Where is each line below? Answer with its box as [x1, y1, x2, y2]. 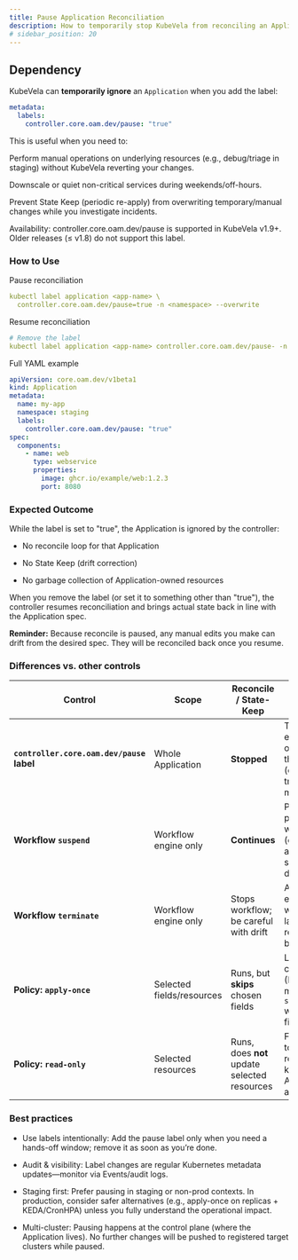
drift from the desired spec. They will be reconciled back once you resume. [9, 638, 284, 649]
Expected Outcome [9, 503, 94, 516]
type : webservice [32, 458, 98, 467]
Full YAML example [9, 358, 80, 368]
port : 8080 [41, 482, 82, 491]
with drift [230, 926, 269, 939]
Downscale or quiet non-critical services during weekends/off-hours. [9, 179, 263, 190]
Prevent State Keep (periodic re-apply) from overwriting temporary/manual [9, 196, 282, 207]
